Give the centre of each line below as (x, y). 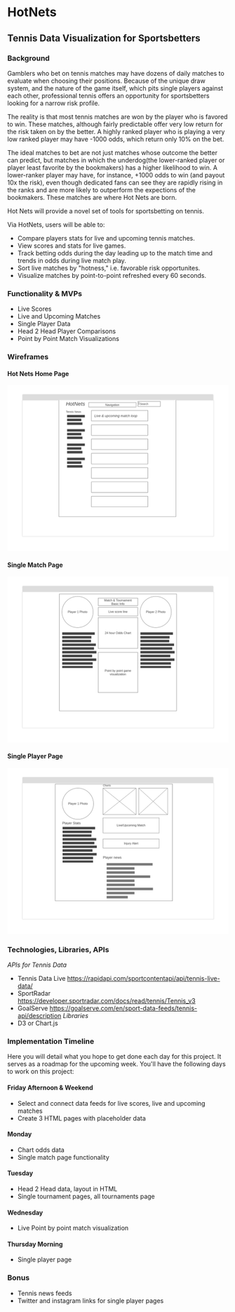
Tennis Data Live (41, 978)
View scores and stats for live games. (72, 246)
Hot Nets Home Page (38, 373)
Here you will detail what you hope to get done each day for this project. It (114, 1057)
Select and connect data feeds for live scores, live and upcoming (111, 1103)
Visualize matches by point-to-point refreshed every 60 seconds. (112, 275)
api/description (39, 1016)
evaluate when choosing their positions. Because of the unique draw (106, 81)
